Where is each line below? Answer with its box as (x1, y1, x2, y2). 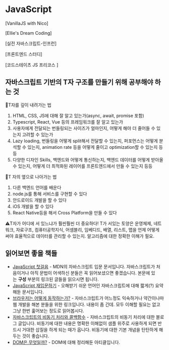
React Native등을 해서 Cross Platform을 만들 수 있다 (12, 209, 117, 215)
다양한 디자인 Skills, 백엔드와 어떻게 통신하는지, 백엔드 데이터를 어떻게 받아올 (12, 156, 163, 162)
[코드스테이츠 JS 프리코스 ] (5, 62, 59, 68)
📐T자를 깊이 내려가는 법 (5, 102, 51, 108)
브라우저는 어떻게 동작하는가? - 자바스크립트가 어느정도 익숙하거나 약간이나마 (12, 295, 164, 301)
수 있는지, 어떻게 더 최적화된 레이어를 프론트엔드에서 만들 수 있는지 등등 (12, 163, 153, 169)
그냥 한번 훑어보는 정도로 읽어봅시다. (12, 308, 84, 314)
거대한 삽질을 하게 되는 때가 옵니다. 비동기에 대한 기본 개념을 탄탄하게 (22, 326, 158, 332)
